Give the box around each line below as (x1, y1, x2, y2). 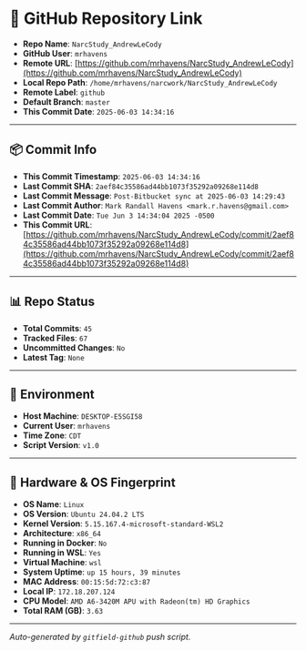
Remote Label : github (22, 86, 106, 97)
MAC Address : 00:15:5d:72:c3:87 (22, 576, 151, 587)
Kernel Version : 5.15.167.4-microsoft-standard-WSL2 (22, 518, 224, 529)
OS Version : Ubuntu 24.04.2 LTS (22, 509, 145, 520)
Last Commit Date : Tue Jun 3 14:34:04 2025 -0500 (22, 209, 216, 220)
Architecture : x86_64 (22, 528, 102, 539)
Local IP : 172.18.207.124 (22, 586, 116, 597)
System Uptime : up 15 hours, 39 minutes (22, 566, 181, 577)
